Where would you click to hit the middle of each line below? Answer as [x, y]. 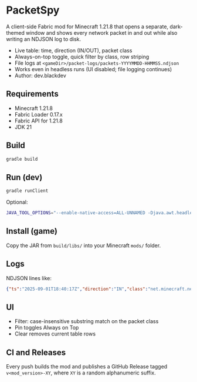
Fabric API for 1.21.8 [38, 121]
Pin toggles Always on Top [47, 328]
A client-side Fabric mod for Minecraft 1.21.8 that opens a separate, [87, 26]
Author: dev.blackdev [40, 75]
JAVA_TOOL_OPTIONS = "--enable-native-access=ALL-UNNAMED [76, 213]
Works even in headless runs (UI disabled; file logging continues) [93, 69]
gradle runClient [27, 191]
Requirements [32, 94]
